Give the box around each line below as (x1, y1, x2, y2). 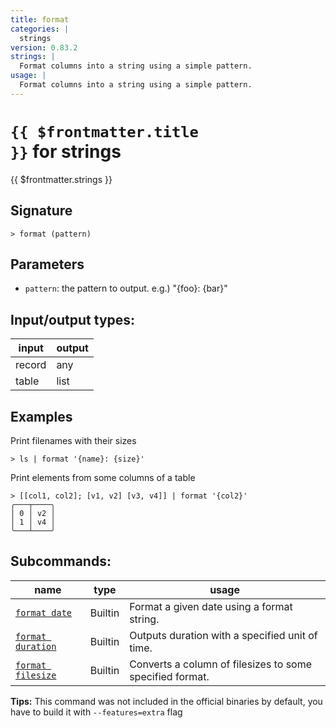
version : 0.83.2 (10, 42, 78, 53)
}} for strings (10, 140, 122, 163)
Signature (10, 202, 73, 220)
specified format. (129, 669, 210, 683)
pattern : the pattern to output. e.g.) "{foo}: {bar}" (24, 282, 228, 295)
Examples (10, 408, 73, 425)
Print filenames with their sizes (10, 434, 137, 446)
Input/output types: (10, 311, 136, 328)
